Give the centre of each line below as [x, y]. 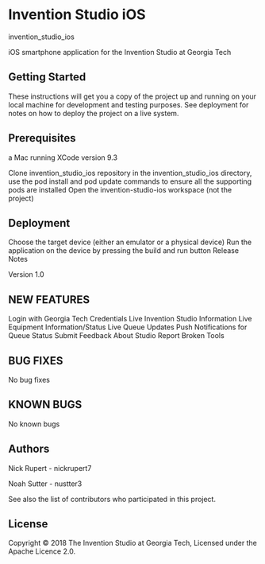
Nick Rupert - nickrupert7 [50, 468]
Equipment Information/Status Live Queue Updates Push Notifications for [128, 327]
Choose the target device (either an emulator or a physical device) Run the [130, 242]
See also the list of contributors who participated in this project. [112, 499]
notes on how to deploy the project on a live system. [94, 113]
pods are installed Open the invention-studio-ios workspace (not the [120, 189]
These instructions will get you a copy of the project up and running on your [132, 96]
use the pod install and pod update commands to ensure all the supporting [130, 181]
